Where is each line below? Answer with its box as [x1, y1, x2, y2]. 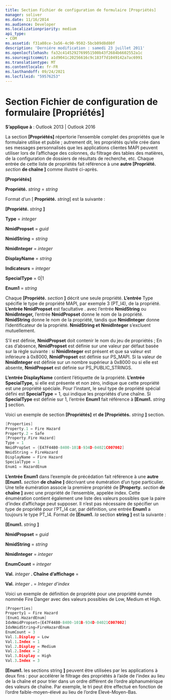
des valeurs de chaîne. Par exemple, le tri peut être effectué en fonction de [5, 684, 163, 690]
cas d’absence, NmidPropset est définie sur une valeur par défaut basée [5, 343, 159, 349]
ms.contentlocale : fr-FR [5, 64, 58, 69]
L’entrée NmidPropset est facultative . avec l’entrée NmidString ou [5, 306, 146, 312]
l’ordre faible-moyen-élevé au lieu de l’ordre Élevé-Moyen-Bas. [5, 689, 137, 695]
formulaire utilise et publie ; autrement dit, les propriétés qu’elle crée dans [5, 139, 160, 145]
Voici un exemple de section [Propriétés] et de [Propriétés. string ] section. [5, 411, 165, 417]
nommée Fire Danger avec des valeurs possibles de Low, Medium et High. [5, 596, 162, 602]
